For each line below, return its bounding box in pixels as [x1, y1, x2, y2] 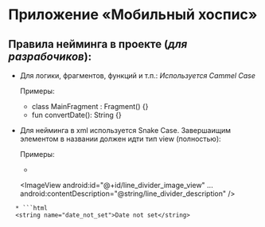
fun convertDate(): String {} [31, 110, 122, 119]
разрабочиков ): [8, 49, 92, 63]
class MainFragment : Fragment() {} [31, 102, 149, 111]
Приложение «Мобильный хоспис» [8, 6, 258, 24]
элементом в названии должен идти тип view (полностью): [19, 134, 221, 143]
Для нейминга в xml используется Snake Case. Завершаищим [19, 126, 231, 135]
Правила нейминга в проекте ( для [8, 37, 188, 51]
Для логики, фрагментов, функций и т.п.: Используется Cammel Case [19, 71, 256, 80]
